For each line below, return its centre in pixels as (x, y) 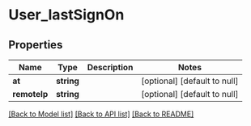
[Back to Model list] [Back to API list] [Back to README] (101, 114)
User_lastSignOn (66, 15)
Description (110, 67)
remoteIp (30, 94)
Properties (36, 45)
